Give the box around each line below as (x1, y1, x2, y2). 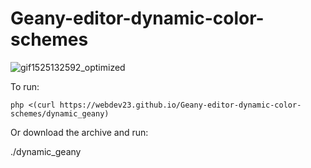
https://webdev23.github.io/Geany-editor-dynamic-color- (59, 100, 302, 110)
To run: (10, 80, 40, 92)
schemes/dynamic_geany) (10, 108, 110, 119)
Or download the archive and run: (10, 126, 149, 138)
